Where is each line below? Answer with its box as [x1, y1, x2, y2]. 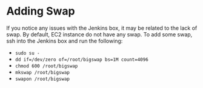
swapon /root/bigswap [15, 76, 70, 82]
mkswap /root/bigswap [15, 69, 70, 75]
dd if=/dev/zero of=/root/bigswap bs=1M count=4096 [15, 56, 148, 63]
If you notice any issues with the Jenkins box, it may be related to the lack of [6, 24, 198, 32]
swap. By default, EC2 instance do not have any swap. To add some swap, [6, 30, 193, 38]
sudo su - [15, 50, 41, 56]
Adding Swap [6, 4, 75, 18]
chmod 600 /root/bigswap [15, 63, 78, 69]
